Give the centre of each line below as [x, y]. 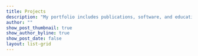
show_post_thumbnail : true [39, 28]
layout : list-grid [29, 44]
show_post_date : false [34, 38]
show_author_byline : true [38, 33]
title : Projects [26, 11]
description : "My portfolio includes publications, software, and [89, 17]
